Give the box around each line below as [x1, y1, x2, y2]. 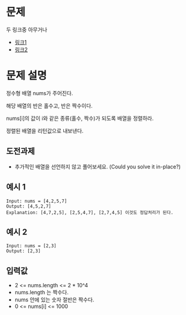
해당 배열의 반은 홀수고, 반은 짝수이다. [6, 102, 93, 109]
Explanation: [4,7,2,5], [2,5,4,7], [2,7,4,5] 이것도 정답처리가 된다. [6, 209, 174, 216]
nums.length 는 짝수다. [14, 289, 69, 296]
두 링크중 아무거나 [6, 26, 47, 33]
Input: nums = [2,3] [6, 243, 57, 249]
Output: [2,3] [6, 248, 41, 254]
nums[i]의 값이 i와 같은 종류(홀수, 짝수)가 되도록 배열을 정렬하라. [6, 115, 154, 122]
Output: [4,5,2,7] [6, 203, 51, 209]
